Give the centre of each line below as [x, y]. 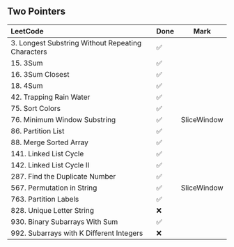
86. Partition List [38, 130]
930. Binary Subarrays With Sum [64, 221]
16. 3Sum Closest [40, 74]
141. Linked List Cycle [47, 154]
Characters [29, 52]
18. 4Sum [27, 85]
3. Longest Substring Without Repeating [76, 43]
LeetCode [27, 31]
